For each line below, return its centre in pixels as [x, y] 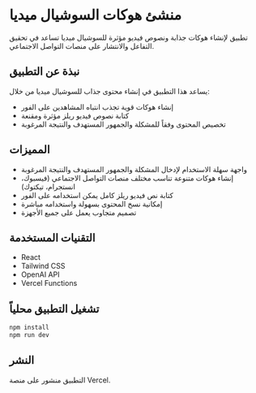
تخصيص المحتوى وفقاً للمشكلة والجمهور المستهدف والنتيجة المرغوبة [123, 124]
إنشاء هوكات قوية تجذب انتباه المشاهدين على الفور [97, 106]
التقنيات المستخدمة [52, 238]
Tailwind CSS [43, 266]
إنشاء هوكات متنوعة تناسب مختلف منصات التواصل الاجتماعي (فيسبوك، [127, 178]
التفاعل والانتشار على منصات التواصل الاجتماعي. [82, 45]
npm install [29, 328]
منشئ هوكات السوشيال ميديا [96, 15]
